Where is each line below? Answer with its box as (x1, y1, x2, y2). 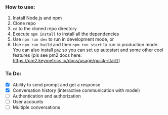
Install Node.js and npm (12, 15, 62, 21)
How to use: (5, 4, 35, 11)
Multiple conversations (12, 104, 61, 110)
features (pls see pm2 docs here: (12, 52, 82, 58)
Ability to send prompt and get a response (12, 81, 101, 87)
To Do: (5, 70, 22, 77)
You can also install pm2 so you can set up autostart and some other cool (12, 47, 163, 53)
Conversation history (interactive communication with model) (12, 87, 140, 93)
